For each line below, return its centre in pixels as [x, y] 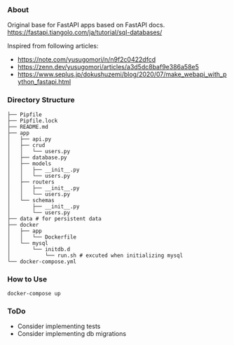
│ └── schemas [31, 200]
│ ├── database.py [37, 157]
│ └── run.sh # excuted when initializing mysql [95, 255]
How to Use [27, 279]
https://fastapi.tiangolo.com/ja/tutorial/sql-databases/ [85, 32]
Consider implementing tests [59, 326]
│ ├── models [29, 163]
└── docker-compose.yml [42, 261]
